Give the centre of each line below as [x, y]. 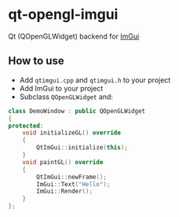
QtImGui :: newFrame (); [72, 177]
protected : [26, 126]
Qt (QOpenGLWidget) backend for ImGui [74, 36]
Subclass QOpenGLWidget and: [66, 97]
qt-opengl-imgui [63, 15]
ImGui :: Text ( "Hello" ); [73, 184]
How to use [36, 61]
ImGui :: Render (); [64, 191]
